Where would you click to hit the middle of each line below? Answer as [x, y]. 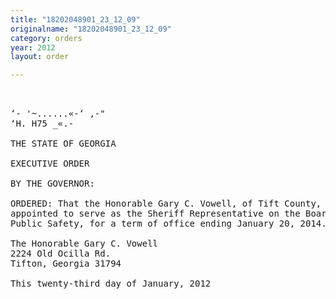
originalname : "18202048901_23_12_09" [91, 29]
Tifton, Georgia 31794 [66, 264]
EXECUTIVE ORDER [50, 164]
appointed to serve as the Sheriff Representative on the [155, 214]
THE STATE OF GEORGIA [63, 144]
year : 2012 [33, 47]
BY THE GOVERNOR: [52, 184]
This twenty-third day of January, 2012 [111, 284]
